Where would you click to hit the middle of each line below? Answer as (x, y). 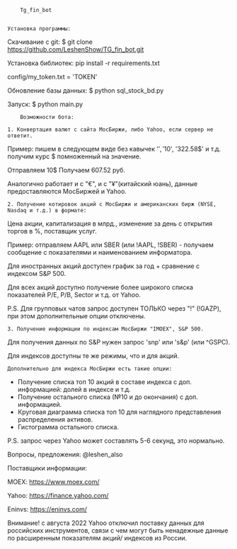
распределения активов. (55, 420)
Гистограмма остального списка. (68, 427)
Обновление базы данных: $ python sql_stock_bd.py (86, 91)
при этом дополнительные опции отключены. (77, 316)
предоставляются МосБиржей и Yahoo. (67, 191)
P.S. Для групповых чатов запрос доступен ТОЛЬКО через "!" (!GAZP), (114, 308)
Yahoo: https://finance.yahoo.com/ (58, 496)
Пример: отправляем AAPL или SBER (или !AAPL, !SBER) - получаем (110, 245)
